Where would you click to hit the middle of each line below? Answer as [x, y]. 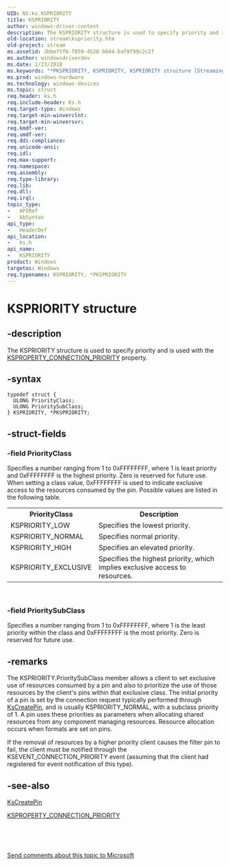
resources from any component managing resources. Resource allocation [111, 722]
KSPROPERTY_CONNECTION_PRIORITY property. [77, 358]
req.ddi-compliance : [37, 141]
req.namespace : [29, 166]
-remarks [27, 661]
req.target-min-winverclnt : [47, 115]
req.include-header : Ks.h [44, 103]
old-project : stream [37, 45]
